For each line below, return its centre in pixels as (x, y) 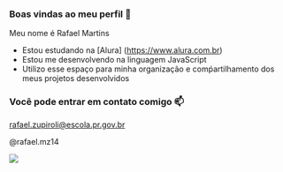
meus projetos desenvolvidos (76, 79)
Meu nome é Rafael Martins (59, 34)
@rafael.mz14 (34, 141)
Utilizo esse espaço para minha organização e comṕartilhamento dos (148, 69)
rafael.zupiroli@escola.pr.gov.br (67, 124)
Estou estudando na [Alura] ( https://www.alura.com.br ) (122, 50)
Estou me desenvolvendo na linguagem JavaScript (114, 60)
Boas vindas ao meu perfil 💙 (70, 14)
